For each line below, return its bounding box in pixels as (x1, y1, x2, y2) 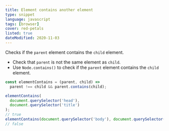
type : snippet (5, 12, 35, 17)
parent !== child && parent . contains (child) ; (10, 84, 107, 89)
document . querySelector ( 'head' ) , (10, 98, 80, 103)
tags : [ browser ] (5, 21, 39, 27)
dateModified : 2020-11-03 (5, 36, 59, 41)
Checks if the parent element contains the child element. (5, 49, 124, 55)
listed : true (5, 31, 33, 36)
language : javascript (5, 17, 51, 22)
